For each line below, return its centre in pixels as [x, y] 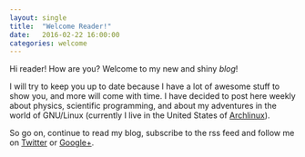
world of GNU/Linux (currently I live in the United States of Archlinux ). [140, 115]
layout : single [38, 18]
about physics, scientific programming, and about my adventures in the [143, 106]
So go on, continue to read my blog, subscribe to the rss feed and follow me [152, 133]
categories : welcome [49, 43]
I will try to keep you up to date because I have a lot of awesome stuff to [145, 86]
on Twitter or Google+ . [52, 142]
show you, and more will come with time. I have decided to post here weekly [152, 96]
